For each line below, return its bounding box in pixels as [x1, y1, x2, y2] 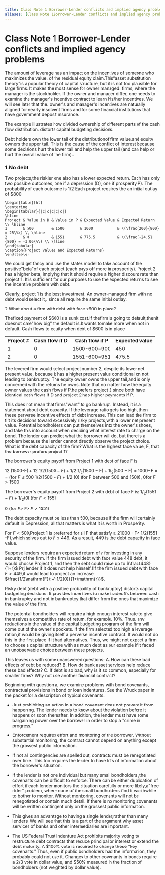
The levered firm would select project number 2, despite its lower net [5, 366, 145, 371]
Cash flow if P [75, 337, 109, 344]
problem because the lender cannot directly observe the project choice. [5, 438, 151, 444]
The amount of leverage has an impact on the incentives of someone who [5, 70, 154, 76]
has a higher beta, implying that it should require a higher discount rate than [5, 271, 159, 277]
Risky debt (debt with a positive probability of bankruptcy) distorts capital [5, 586, 154, 592]
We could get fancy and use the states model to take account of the [5, 260, 142, 266]
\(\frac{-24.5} [121, 234, 153, 240]
